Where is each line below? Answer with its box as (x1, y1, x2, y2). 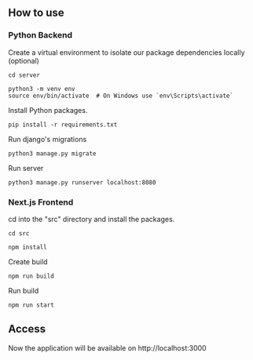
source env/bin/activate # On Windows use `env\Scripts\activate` (8, 92, 234, 100)
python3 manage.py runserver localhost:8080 (8, 178, 156, 187)
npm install (8, 243, 47, 251)
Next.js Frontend (8, 196, 74, 207)
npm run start (8, 301, 55, 309)
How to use (8, 6, 64, 20)
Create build (8, 256, 49, 266)
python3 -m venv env (8, 85, 76, 93)
